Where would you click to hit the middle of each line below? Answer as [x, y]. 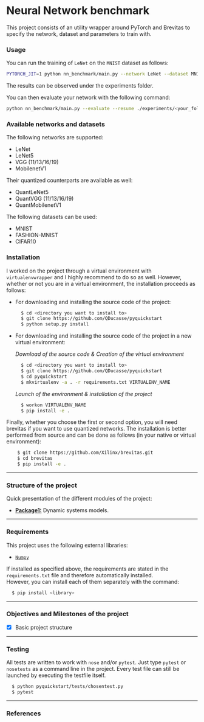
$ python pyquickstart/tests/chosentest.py [67, 687]
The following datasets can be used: [52, 217]
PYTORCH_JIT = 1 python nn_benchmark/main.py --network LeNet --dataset [97, 74]
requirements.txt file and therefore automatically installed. [80, 575]
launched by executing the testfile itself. [56, 675]
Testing [18, 649]
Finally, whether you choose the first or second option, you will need [92, 422]
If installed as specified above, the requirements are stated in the [87, 569]
